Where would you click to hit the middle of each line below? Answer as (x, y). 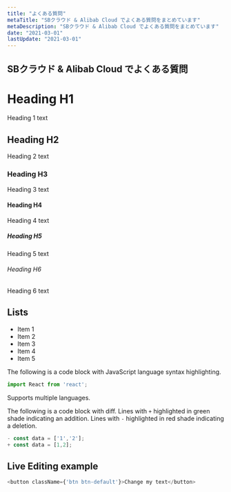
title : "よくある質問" (37, 13)
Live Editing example (53, 466)
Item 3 (26, 344)
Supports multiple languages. (49, 397)
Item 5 (26, 358)
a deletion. (22, 426)
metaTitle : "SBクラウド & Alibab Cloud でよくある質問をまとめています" (104, 20)
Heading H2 (33, 140)
